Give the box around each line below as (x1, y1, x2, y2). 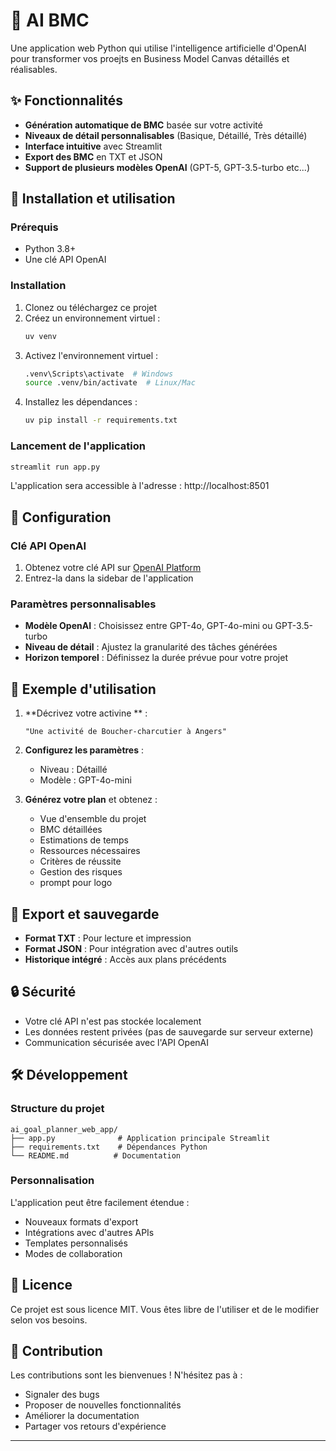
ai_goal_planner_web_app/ (10, 1124, 118, 1134)
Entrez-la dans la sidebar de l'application (24, 572, 194, 584)
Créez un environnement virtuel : (24, 312, 161, 324)
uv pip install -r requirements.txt (24, 415, 178, 426)
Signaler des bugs (24, 1389, 100, 1401)
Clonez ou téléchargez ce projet (24, 301, 158, 313)
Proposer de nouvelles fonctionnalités (24, 1399, 182, 1411)
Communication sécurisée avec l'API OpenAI (24, 1036, 209, 1048)
